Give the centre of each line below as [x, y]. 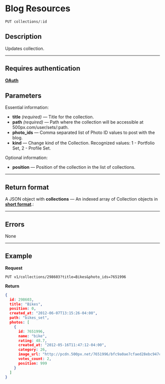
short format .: [20, 205]
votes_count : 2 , [35, 359]
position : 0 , [23, 309]
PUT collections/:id [26, 22]
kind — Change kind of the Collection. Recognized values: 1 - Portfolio [83, 143]
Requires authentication [43, 68]
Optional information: [27, 158]
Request [14, 268]
